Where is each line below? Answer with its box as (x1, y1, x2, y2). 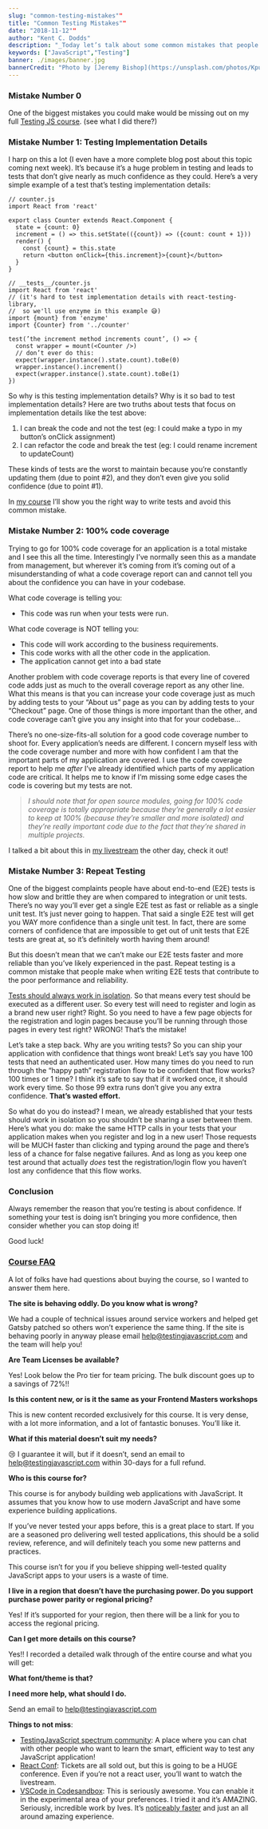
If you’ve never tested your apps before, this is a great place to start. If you (8, 1521, 254, 1530)
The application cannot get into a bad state (19, 656, 162, 666)
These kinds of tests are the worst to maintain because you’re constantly (8, 465, 248, 474)
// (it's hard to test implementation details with (8, 293, 183, 302)
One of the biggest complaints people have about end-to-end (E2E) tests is (8, 883, 255, 893)
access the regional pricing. (8, 1618, 100, 1628)
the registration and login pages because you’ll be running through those (8, 1015, 248, 1026)
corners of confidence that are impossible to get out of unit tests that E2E (8, 925, 250, 935)
